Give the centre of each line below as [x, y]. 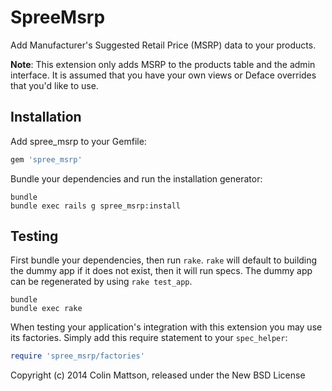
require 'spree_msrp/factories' [77, 356]
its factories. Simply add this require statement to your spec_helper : [149, 338]
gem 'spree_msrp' [46, 159]
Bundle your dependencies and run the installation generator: [136, 178]
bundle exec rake [46, 309]
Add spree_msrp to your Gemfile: [78, 141]
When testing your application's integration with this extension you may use [166, 327]
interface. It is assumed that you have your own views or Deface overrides [163, 75]
